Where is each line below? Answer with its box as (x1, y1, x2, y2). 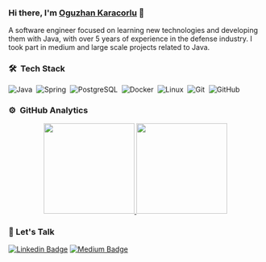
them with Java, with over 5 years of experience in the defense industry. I (8, 34, 252, 43)
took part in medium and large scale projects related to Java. (8, 43, 210, 52)
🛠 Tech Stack (8, 63, 66, 75)
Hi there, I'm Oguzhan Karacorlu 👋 (8, 7, 145, 18)
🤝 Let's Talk (8, 226, 55, 237)
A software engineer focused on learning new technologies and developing (8, 26, 258, 35)
